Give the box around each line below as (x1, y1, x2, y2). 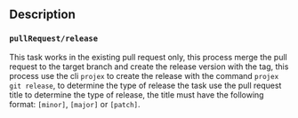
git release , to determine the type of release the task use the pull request (9, 80, 282, 90)
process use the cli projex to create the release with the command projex (9, 70, 279, 81)
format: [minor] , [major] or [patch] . (9, 98, 141, 109)
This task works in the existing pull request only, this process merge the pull (9, 51, 287, 62)
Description (9, 7, 76, 22)
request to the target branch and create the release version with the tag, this (9, 61, 289, 72)
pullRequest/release (9, 34, 99, 43)
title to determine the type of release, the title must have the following (9, 89, 264, 100)
